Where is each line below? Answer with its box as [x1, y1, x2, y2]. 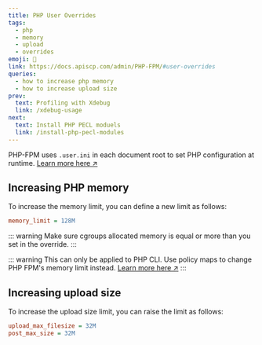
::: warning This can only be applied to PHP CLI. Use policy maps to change [8, 255, 253, 264]
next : [8, 114, 26, 122]
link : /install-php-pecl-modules [15, 128, 125, 136]
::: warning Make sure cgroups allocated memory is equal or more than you [8, 231, 251, 240]
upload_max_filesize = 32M [8, 322, 96, 330]
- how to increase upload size [15, 84, 118, 93]
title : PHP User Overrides [8, 11, 96, 20]
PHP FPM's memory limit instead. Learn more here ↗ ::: [8, 263, 187, 273]
